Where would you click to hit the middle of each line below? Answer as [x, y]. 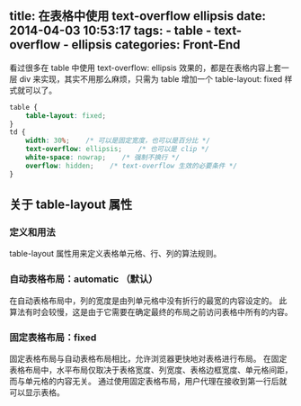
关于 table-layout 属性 [71, 205]
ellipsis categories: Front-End [156, 45]
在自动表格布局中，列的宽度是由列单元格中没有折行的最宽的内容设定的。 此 [148, 301]
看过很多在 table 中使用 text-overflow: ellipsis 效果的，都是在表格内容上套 [145, 68]
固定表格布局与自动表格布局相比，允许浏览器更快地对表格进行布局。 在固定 [148, 358]
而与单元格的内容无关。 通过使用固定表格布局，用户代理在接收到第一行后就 [148, 381]
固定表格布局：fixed [53, 338]
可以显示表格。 [37, 392]
